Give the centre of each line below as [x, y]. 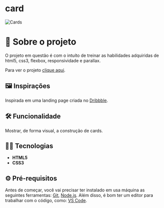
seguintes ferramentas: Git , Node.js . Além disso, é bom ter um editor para [79, 195]
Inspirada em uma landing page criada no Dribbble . [57, 100]
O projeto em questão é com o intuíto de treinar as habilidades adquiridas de [82, 55]
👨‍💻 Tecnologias [29, 146]
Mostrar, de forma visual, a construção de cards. [54, 131]
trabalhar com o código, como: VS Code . [46, 201]
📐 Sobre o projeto [41, 42]
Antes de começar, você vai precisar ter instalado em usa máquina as [75, 190]
